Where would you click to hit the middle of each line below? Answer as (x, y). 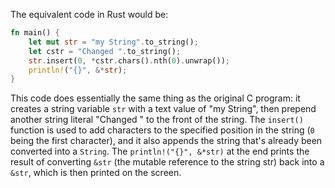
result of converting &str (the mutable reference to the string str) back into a (167, 162)
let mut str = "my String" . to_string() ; (113, 42)
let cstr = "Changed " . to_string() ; (105, 51)
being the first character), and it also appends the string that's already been (166, 141)
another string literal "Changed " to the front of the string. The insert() (157, 120)
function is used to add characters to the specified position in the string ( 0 (162, 130)
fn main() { (35, 33)
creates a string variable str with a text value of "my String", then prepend (163, 109)
